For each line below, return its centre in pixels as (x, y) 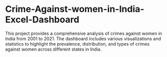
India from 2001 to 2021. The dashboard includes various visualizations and (83, 39)
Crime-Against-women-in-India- (75, 9)
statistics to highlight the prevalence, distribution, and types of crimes (77, 44)
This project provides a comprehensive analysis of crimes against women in (83, 33)
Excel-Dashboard (42, 20)
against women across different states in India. (53, 49)
